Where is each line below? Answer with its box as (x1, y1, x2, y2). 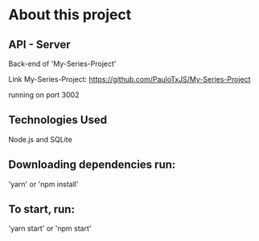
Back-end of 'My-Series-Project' (8, 59, 117, 68)
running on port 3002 (8, 90, 80, 100)
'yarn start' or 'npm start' (8, 223, 92, 234)
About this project (8, 6, 132, 24)
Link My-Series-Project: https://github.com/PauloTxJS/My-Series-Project (8, 75, 251, 84)
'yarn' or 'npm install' (8, 179, 79, 189)
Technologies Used (8, 113, 107, 127)
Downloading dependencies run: (8, 158, 176, 172)
